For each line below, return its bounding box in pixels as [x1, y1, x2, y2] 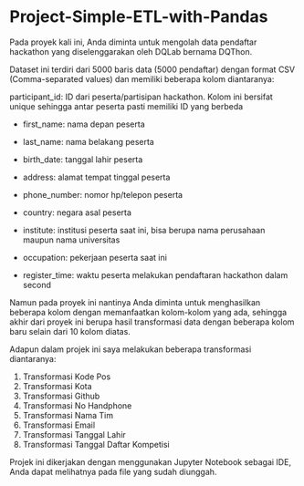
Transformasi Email [22, 419, 96, 430]
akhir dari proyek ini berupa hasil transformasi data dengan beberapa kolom [9, 316, 295, 327]
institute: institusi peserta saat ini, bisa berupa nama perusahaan [22, 224, 266, 235]
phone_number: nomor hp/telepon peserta [22, 189, 183, 200]
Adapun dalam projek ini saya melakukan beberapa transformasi [9, 344, 252, 355]
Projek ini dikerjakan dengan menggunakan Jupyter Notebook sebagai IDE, [9, 456, 292, 467]
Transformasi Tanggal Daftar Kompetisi [22, 439, 171, 450]
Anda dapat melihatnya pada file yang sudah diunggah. [9, 466, 217, 477]
